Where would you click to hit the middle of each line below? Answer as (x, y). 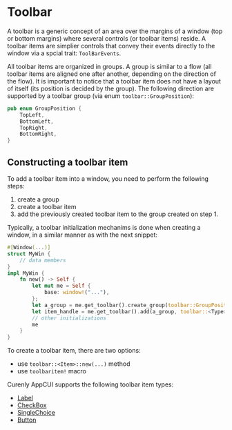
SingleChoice (36, 413)
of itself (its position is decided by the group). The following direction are (110, 88)
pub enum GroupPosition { (44, 108)
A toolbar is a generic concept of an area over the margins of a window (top (115, 31)
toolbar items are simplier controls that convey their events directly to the (111, 46)
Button (27, 420)
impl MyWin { (26, 273)
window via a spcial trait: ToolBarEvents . (64, 53)
